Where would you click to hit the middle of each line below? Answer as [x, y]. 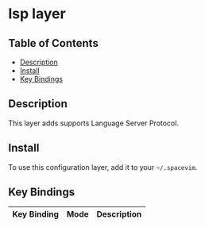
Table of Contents [54, 43]
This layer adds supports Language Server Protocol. [93, 123]
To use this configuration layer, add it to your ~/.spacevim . [103, 167]
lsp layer [37, 14]
